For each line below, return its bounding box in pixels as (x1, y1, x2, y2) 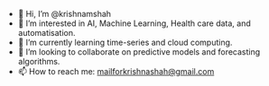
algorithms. (17, 56, 60, 66)
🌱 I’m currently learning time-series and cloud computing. (17, 37, 233, 47)
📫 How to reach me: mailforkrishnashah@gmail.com (17, 66, 215, 76)
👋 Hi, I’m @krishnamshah (17, 9, 111, 19)
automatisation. (17, 28, 76, 38)
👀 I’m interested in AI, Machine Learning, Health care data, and (17, 18, 251, 29)
